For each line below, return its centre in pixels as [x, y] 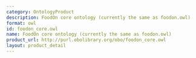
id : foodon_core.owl [32, 29]
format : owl [21, 23]
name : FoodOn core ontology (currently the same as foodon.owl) [89, 34]
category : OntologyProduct [40, 12]
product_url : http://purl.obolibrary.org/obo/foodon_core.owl [86, 40]
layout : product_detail [36, 46]
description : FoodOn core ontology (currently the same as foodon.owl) [98, 18]
